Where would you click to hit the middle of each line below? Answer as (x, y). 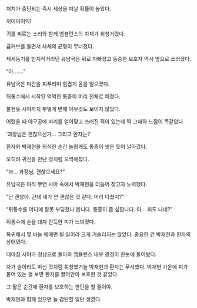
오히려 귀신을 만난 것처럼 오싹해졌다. (48, 159)
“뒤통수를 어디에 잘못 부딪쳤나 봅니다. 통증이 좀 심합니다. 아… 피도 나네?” (89, 209)
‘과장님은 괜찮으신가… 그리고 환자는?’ (49, 134)
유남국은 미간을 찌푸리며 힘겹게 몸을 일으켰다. (58, 84)
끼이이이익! (19, 21)
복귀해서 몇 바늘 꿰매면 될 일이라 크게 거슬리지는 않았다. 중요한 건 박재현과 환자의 (98, 234)
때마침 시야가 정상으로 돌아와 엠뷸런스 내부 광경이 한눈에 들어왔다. (81, 254)
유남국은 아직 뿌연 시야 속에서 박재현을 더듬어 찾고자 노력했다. (77, 184)
